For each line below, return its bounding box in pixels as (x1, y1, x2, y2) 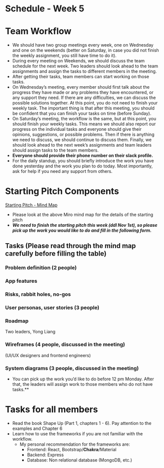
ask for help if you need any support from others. (12, 168, 113, 174)
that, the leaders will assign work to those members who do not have (12, 381, 153, 387)
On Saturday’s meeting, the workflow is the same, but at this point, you (12, 116, 157, 122)
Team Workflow (5, 26, 72, 37)
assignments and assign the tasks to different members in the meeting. (12, 68, 157, 74)
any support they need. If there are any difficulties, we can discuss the (12, 95, 156, 101)
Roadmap (5, 317, 29, 324)
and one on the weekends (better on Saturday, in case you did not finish (12, 48, 159, 53)
